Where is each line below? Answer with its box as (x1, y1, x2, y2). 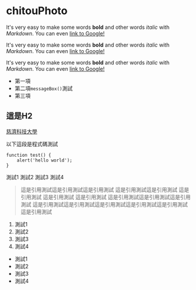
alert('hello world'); (17, 157, 73, 163)
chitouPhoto (6, 4, 68, 18)
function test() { (6, 152, 51, 158)
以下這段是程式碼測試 (6, 140, 58, 147)
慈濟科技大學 (6, 128, 37, 135)
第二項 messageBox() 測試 (14, 84, 73, 92)
